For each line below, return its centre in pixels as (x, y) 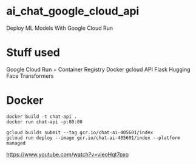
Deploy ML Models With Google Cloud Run (60, 28)
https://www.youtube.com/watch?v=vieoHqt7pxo (68, 154)
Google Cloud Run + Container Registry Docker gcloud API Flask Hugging (98, 69)
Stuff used (33, 53)
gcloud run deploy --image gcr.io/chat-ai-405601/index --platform (93, 138)
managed (16, 143)
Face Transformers (30, 76)
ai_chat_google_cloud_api (73, 11)
